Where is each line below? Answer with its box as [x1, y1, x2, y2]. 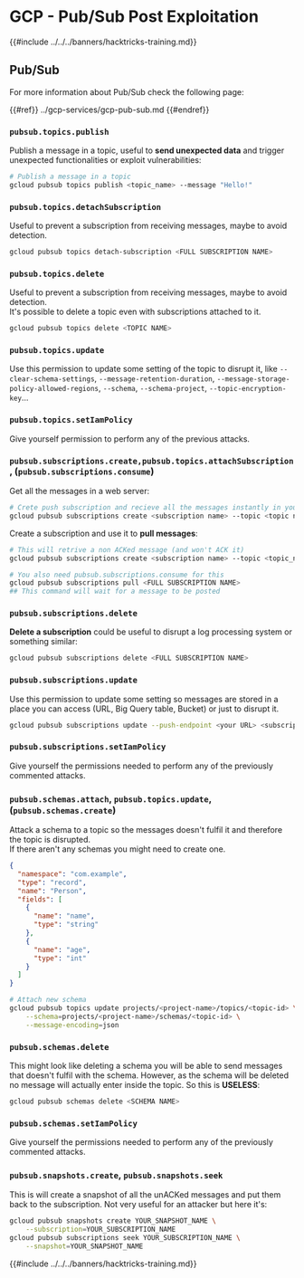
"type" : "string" [33, 920, 100, 930]
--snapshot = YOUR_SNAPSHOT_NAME [25, 1242, 144, 1251]
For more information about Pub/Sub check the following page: [9, 86, 244, 97]
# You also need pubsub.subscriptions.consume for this [9, 570, 224, 579]
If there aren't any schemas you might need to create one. [9, 844, 226, 854]
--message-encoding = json [25, 1020, 119, 1029]
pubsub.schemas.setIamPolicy [9, 1118, 138, 1129]
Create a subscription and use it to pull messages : [9, 528, 198, 539]
